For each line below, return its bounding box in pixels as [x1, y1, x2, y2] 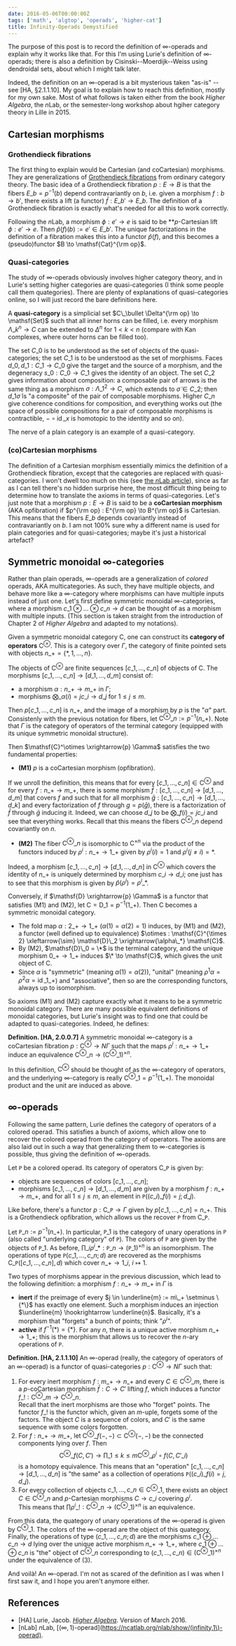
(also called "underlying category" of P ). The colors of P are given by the [8, 1235, 217, 1244]
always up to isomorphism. [18, 984, 97, 992]
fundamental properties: [8, 750, 78, 759]
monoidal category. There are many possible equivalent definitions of [8, 1005, 209, 1013]
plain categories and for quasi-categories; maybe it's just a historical [8, 528, 206, 537]
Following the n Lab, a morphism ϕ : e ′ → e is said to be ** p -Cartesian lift [8, 217, 218, 226]
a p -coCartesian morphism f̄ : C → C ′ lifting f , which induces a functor [18, 1385, 221, 1393]
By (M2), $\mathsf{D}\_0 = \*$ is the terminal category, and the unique [18, 944, 223, 952]
